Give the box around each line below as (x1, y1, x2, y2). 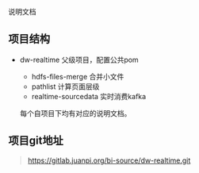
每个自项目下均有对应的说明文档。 (19, 108, 132, 117)
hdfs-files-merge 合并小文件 (31, 71, 124, 81)
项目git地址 (8, 134, 63, 148)
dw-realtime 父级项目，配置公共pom (19, 55, 139, 64)
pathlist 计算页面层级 (31, 82, 100, 91)
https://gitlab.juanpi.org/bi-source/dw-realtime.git (27, 156, 191, 165)
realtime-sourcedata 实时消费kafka (31, 91, 147, 101)
